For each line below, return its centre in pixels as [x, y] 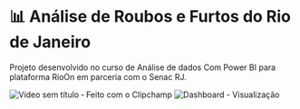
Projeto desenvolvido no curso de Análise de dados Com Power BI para [143, 67]
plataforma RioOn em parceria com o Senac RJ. [98, 76]
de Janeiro [50, 42]
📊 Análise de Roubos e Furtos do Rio [150, 17]
